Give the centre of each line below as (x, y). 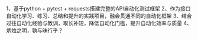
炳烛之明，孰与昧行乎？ (35, 30)
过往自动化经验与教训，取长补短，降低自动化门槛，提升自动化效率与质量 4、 (99, 23)
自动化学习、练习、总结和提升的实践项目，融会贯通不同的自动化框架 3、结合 (99, 16)
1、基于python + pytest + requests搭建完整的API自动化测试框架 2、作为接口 (98, 8)
